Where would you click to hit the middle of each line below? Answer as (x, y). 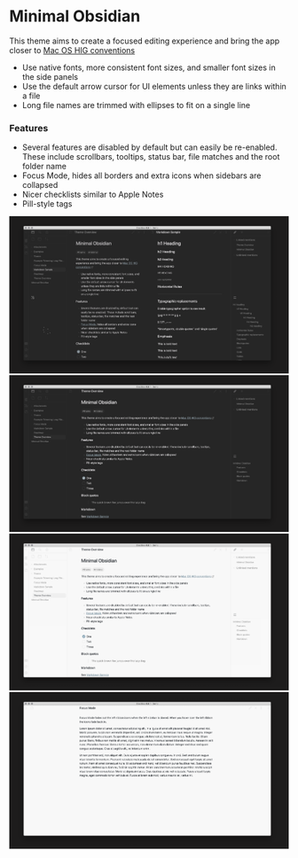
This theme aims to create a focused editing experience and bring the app (145, 41)
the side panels (50, 76)
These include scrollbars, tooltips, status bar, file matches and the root (151, 157)
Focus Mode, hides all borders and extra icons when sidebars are (141, 175)
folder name (44, 167)
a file (31, 96)
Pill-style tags (47, 204)
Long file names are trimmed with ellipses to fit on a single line (136, 105)
